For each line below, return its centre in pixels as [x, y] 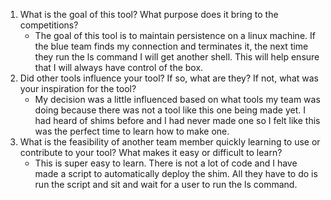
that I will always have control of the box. [119, 67]
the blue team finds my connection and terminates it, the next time [171, 46]
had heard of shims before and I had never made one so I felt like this [177, 120]
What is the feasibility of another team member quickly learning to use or [170, 142]
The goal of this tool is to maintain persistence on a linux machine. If [175, 35]
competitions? [49, 25]
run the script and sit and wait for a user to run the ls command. [166, 184]
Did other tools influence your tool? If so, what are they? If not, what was [169, 78]
